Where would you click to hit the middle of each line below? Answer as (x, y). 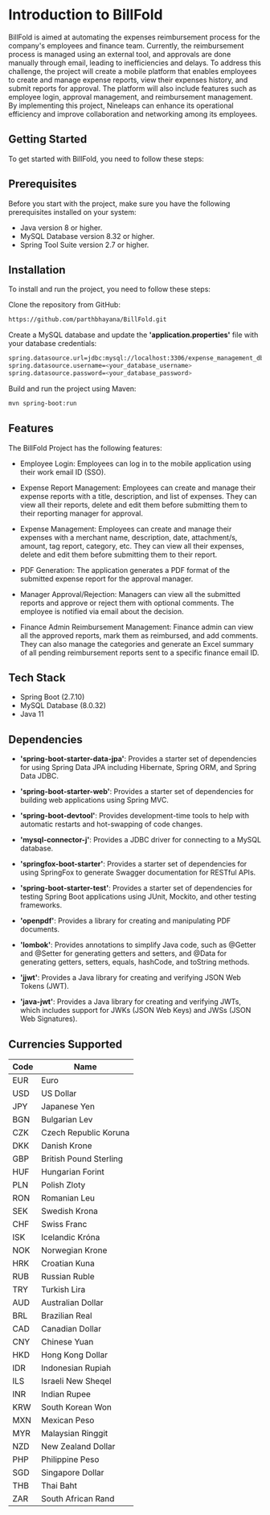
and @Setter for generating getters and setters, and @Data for (123, 953)
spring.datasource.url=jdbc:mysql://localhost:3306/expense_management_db (136, 358)
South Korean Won (77, 1407)
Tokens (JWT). (45, 986)
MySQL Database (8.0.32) (63, 706)
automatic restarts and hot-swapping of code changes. (111, 824)
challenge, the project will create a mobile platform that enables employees (133, 71)
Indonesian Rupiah (76, 1368)
